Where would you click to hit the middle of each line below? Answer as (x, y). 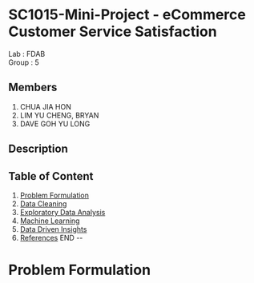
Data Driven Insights (53, 229)
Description (38, 149)
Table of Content (51, 176)
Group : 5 (24, 62)
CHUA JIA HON (46, 106)
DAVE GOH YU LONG (55, 124)
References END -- (51, 237)
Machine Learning (50, 221)
